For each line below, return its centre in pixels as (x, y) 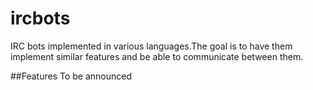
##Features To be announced (71, 76)
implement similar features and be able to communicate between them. (157, 56)
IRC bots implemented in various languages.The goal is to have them (151, 46)
